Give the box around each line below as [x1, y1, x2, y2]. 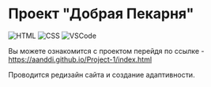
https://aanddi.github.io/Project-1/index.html [8, 55, 153, 64]
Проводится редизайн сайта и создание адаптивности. [8, 70, 195, 79]
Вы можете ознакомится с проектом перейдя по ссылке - [8, 46, 205, 55]
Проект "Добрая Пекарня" [8, 5, 194, 23]
